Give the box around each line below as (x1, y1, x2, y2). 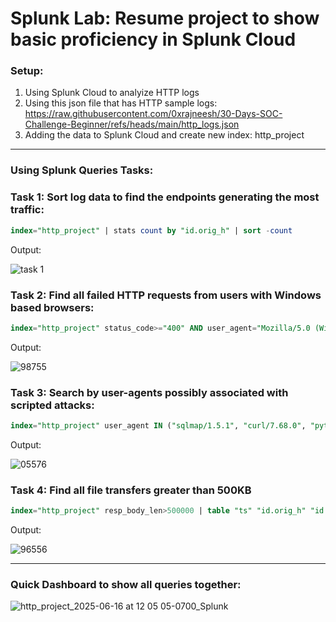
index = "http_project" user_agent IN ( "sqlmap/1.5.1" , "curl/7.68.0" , (10, 421, 307, 431)
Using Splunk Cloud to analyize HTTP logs (24, 87, 200, 99)
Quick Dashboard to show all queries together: (10, 578, 242, 592)
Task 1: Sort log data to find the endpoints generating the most (10, 190, 320, 204)
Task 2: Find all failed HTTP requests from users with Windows (10, 288, 322, 302)
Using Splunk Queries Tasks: (10, 163, 154, 177)
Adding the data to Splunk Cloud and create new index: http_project (24, 129, 305, 141)
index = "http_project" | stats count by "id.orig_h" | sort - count (10, 225, 293, 236)
